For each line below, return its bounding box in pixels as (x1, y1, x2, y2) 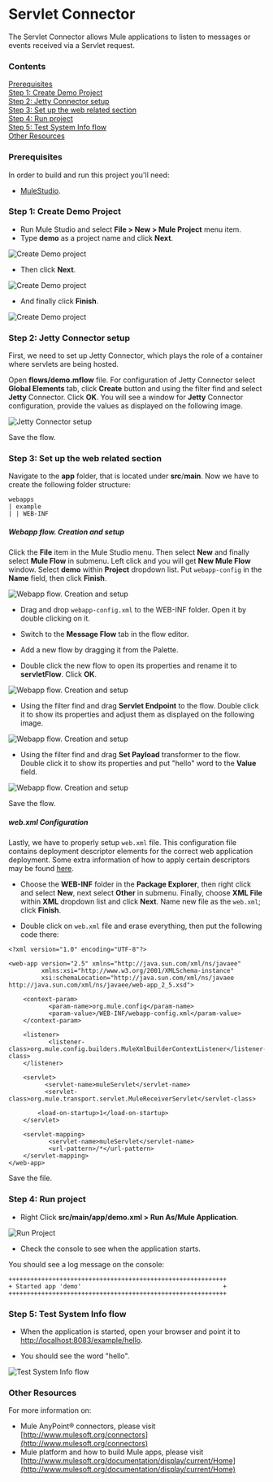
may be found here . (8, 864, 75, 874)
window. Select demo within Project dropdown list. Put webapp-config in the (8, 564, 262, 574)
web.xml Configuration (8, 817, 89, 826)
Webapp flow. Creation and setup (8, 527, 124, 537)
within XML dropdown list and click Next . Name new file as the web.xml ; (19, 896, 262, 907)
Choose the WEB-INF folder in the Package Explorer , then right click (19, 879, 252, 889)
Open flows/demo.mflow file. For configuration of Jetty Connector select (8, 375, 256, 385)
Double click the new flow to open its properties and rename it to (19, 660, 237, 671)
